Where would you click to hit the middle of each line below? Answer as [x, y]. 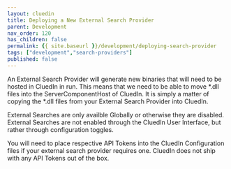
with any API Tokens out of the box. [58, 158]
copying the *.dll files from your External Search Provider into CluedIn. [108, 101]
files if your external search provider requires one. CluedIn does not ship [112, 150]
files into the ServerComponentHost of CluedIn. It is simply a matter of [108, 94]
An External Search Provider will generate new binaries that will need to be [114, 79]
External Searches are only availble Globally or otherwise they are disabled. [116, 115]
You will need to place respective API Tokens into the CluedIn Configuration [116, 143]
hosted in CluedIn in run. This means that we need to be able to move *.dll [113, 86]
